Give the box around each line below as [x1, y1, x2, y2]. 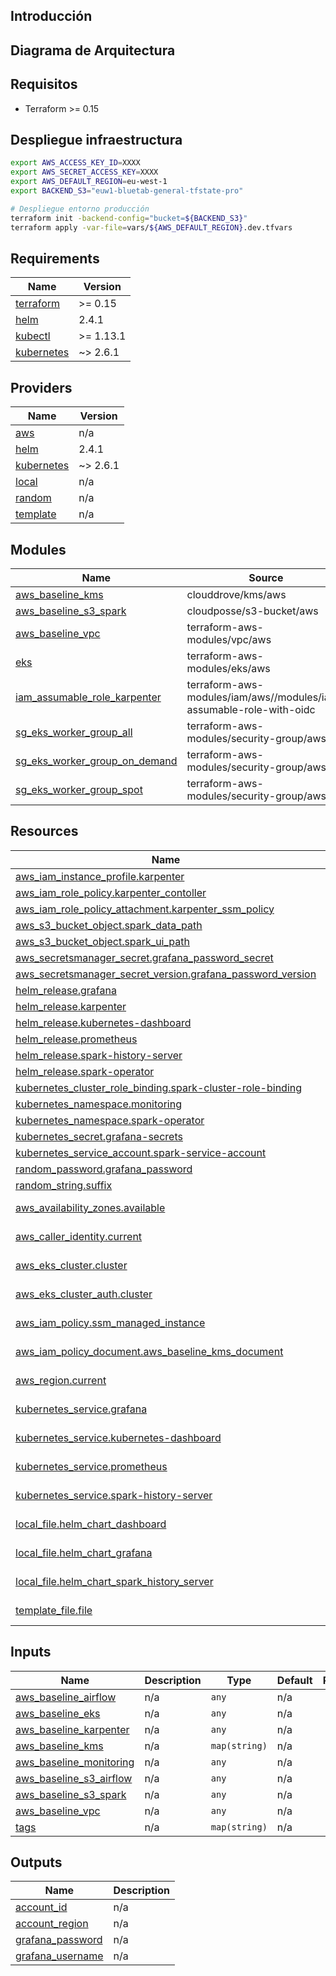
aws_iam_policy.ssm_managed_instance [15, 1315, 206, 1329]
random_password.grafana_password [15, 1162, 193, 1176]
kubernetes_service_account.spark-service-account [15, 1145, 267, 1159]
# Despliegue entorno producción [10, 204, 150, 214]
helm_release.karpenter [15, 999, 127, 1013]
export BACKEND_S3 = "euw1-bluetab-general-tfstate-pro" [10, 186, 244, 196]
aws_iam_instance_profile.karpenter [15, 869, 185, 883]
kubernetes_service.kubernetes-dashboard [15, 1430, 222, 1444]
